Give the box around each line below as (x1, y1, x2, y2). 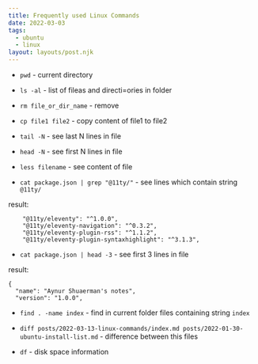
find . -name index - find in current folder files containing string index (19, 308, 251, 317)
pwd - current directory (19, 70, 93, 79)
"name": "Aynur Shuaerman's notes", (15, 287, 136, 295)
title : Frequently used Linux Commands (8, 11, 140, 20)
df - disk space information (19, 347, 109, 356)
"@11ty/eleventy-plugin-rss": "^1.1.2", (22, 229, 157, 237)
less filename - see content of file (19, 162, 133, 171)
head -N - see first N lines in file (19, 147, 123, 156)
